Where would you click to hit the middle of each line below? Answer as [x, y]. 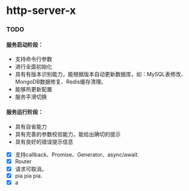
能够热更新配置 [33, 89]
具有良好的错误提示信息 [44, 141]
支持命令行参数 [33, 59]
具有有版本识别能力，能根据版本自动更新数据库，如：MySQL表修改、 [101, 74]
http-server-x [41, 11]
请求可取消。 [31, 169]
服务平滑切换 [31, 97]
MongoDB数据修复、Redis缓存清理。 [60, 82]
